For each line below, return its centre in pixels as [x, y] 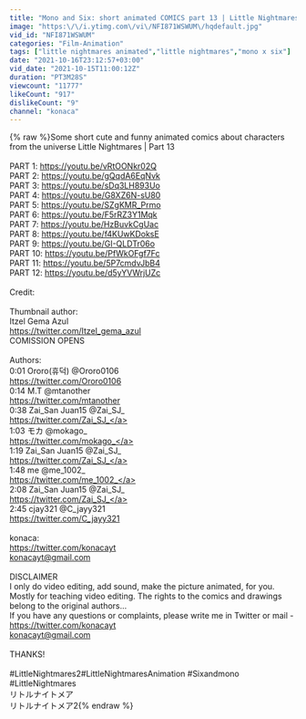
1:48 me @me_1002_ [47, 470]
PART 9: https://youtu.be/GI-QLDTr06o [82, 244]
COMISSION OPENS [47, 341]
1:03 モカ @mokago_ [49, 431]
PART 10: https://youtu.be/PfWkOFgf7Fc [85, 254]
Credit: [22, 292]
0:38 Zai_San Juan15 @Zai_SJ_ [67, 411]
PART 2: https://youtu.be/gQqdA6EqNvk [85, 176]
